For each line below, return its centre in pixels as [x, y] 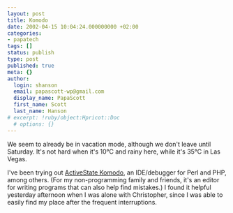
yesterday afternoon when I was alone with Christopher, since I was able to [115, 194]
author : [18, 79]
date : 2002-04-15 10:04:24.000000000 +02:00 [73, 27]
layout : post [26, 14]
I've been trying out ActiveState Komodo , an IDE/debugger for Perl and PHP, [117, 172]
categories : [24, 33]
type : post [23, 59]
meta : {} [20, 72]
